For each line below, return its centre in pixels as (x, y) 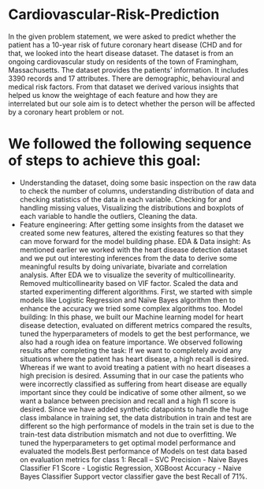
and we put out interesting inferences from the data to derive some (128, 258)
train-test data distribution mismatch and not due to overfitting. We (128, 434)
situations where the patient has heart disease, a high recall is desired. (134, 359)
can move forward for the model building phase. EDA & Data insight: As (135, 241)
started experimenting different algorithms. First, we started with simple (136, 292)
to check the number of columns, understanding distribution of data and (137, 190)
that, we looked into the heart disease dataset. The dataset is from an (121, 53)
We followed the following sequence (130, 144)
